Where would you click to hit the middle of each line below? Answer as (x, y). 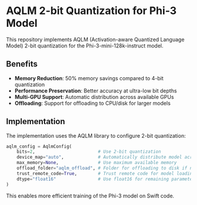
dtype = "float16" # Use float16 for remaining (93, 179)
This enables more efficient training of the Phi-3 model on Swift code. (90, 196)
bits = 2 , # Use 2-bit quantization (89, 152)
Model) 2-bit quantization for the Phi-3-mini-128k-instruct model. (85, 46)
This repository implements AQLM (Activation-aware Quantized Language (95, 39)
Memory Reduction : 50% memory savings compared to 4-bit (89, 78)
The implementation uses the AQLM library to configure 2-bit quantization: (96, 135)
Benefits (22, 64)
